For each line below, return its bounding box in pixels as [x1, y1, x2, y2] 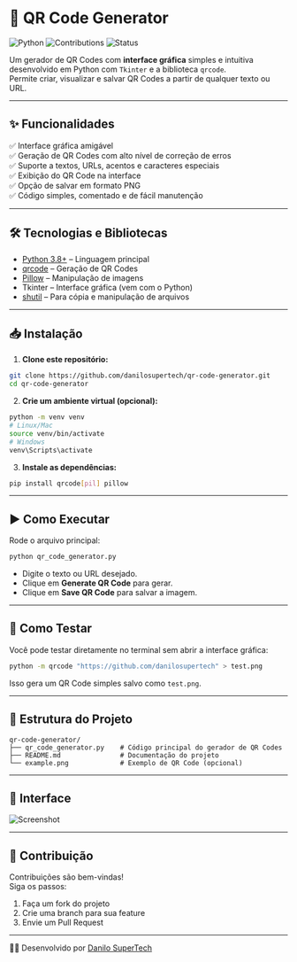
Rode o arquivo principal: [9, 535, 101, 546]
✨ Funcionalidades [9, 117, 115, 132]
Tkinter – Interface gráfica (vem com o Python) [21, 282, 193, 292]
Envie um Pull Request [21, 917, 104, 928]
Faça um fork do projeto [21, 898, 110, 909]
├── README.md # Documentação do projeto [9, 750, 219, 760]
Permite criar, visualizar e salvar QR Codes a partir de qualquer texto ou [9, 73, 270, 83]
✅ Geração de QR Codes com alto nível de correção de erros [9, 150, 232, 160]
